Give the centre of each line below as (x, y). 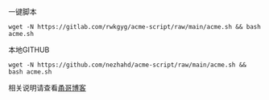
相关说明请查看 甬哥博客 (47, 88)
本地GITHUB (29, 50)
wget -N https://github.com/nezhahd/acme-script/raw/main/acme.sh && (128, 65)
